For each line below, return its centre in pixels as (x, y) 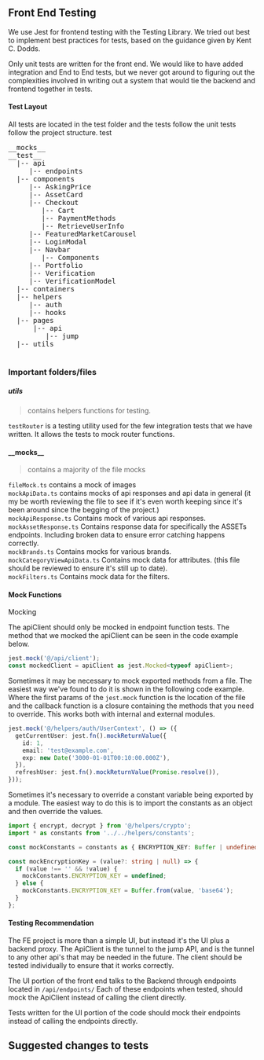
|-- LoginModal (58, 242)
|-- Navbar (49, 250)
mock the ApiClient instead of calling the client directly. (97, 998)
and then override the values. (56, 812)
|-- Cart (58, 211)
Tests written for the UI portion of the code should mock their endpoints (125, 1013)
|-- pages (35, 321)
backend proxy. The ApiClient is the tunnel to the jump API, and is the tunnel (131, 949)
